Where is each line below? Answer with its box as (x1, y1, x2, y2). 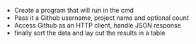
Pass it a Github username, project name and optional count (13, 13, 189, 22)
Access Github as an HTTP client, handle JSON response (13, 21, 182, 29)
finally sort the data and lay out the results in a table (13, 28, 166, 37)
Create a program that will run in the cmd (13, 6, 134, 14)
